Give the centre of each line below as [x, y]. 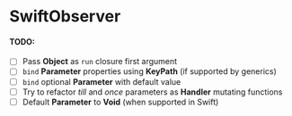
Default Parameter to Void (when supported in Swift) [120, 102]
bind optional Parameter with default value [102, 81]
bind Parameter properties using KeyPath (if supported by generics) [149, 71]
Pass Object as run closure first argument [100, 62]
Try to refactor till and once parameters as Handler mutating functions [152, 92]
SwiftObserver [65, 17]
